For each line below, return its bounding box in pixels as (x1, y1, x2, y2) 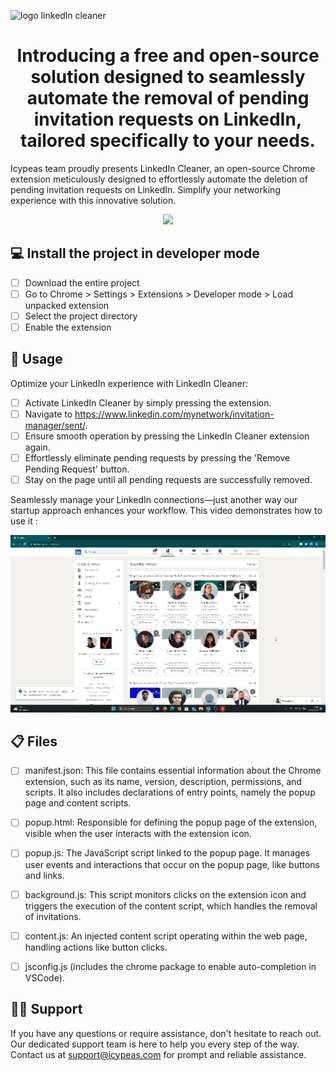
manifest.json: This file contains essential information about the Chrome (24, 765, 322, 777)
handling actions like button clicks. (24, 941, 168, 953)
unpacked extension (24, 299, 110, 311)
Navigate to (24, 408, 73, 420)
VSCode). (24, 971, 65, 984)
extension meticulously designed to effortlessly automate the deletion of (10, 173, 308, 185)
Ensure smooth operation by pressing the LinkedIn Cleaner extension (24, 430, 310, 442)
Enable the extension (24, 321, 112, 333)
